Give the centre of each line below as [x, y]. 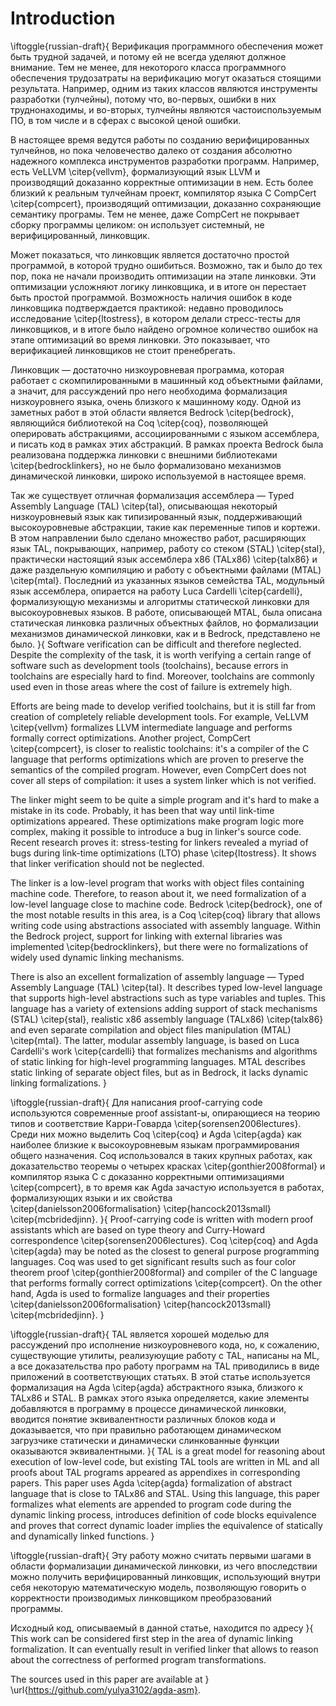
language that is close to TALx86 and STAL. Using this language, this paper [165, 1493]
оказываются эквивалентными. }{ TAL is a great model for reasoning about [168, 1451]
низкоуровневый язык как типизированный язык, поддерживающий [156, 516]
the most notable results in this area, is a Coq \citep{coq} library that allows [165, 914]
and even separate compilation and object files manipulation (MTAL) [151, 1029]
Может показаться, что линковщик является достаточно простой [150, 254]
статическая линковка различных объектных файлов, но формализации [164, 623]
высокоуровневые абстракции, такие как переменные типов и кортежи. [165, 527]
